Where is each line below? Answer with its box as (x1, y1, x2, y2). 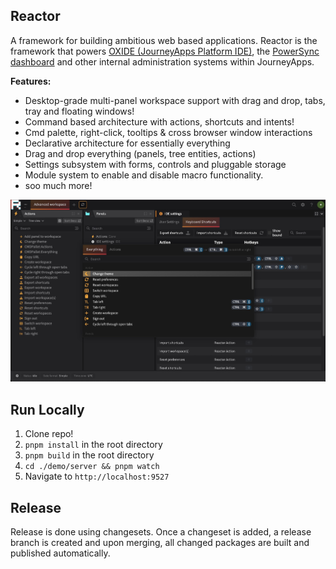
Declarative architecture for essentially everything (24, 137, 231, 149)
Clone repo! (24, 428, 74, 440)
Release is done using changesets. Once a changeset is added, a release (10, 526, 312, 538)
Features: (10, 75, 52, 87)
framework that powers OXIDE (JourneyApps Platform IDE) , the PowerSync (10, 45, 320, 57)
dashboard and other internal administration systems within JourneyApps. (10, 55, 315, 68)
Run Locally (10, 401, 85, 418)
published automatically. (10, 547, 111, 559)
